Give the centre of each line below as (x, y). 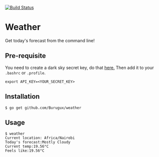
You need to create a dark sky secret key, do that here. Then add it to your (79, 68)
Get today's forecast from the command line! (50, 40)
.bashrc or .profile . (25, 72)
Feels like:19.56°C (25, 151)
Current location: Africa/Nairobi (40, 138)
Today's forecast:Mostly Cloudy (38, 142)
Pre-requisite (26, 56)
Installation (22, 96)
